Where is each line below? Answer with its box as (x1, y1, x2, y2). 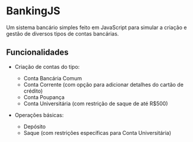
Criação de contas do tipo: (14, 63, 80, 70)
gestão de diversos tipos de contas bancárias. (6, 30, 120, 37)
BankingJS (6, 4, 60, 18)
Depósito (23, 123, 46, 130)
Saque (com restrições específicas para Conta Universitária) (23, 129, 172, 136)
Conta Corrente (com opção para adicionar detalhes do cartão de (23, 81, 184, 88)
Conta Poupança (23, 93, 65, 100)
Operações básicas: (14, 111, 64, 118)
